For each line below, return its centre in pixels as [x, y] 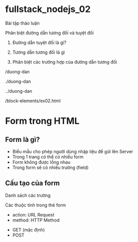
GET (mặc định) [28, 229]
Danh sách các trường [28, 195]
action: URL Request [33, 214]
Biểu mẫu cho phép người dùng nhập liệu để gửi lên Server [73, 151]
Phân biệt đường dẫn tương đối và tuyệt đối [49, 33]
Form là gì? [23, 140]
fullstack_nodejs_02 [48, 9]
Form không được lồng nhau [41, 162]
